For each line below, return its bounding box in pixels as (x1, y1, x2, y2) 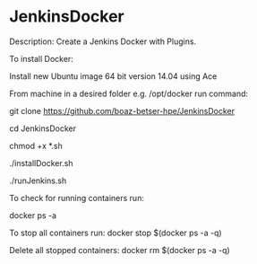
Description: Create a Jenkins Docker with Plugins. (9, 36, 197, 47)
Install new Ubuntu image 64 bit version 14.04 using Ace (9, 70, 218, 82)
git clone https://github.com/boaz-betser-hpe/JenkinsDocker (9, 105, 236, 116)
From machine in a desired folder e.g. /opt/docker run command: (9, 88, 249, 99)
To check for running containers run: (9, 192, 145, 203)
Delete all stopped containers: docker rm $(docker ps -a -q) (9, 244, 230, 255)
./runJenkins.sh (9, 175, 67, 186)
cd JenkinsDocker (9, 123, 76, 134)
